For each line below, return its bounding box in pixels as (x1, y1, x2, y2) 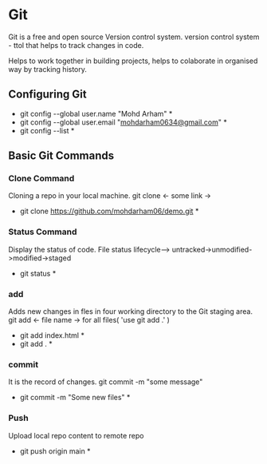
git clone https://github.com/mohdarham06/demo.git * (19, 206, 199, 216)
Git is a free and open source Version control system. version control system (8, 32, 260, 42)
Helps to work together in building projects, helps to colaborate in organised (8, 56, 258, 65)
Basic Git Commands (8, 149, 114, 163)
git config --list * (19, 125, 75, 135)
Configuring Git (8, 88, 87, 101)
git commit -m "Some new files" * (19, 393, 131, 403)
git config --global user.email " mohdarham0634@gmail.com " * (19, 117, 227, 127)
